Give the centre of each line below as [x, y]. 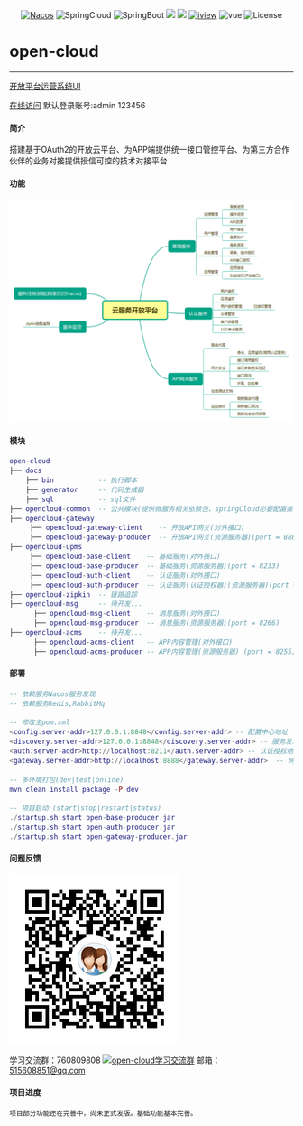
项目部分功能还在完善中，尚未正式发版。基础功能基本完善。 [103, 1114]
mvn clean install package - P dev [74, 789]
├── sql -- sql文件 [81, 499]
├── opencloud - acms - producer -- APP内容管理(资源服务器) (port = [152, 651]
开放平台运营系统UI [45, 86]
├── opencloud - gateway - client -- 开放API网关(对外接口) [137, 528]
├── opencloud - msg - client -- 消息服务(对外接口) [127, 614]
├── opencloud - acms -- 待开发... [76, 633]
